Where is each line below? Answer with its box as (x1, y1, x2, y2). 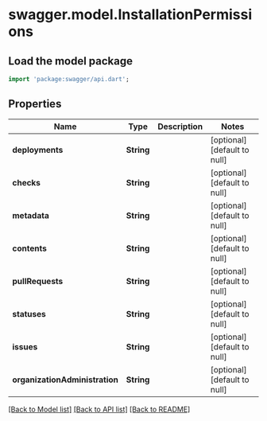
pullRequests (12, 275, 64, 287)
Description (157, 121, 203, 132)
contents (12, 243, 48, 254)
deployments (12, 144, 64, 155)
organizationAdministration (12, 374, 119, 385)
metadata (12, 209, 49, 220)
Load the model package (8, 54, 133, 68)
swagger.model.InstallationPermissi (8, 6, 253, 24)
